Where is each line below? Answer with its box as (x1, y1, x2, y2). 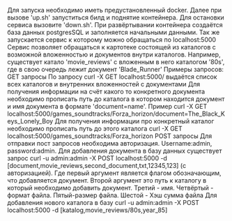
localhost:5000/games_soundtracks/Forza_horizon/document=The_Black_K (7, 109, 225, 118)
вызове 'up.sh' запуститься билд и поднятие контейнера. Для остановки (7, 13, 224, 22)
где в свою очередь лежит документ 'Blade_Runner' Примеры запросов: (7, 66, 224, 73)
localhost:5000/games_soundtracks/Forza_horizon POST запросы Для (7, 132, 212, 140)
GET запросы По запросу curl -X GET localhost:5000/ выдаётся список (7, 73, 217, 81)
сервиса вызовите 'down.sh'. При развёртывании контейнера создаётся (7, 21, 223, 29)
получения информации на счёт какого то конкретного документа (7, 87, 206, 96)
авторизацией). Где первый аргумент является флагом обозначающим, (7, 169, 222, 177)
